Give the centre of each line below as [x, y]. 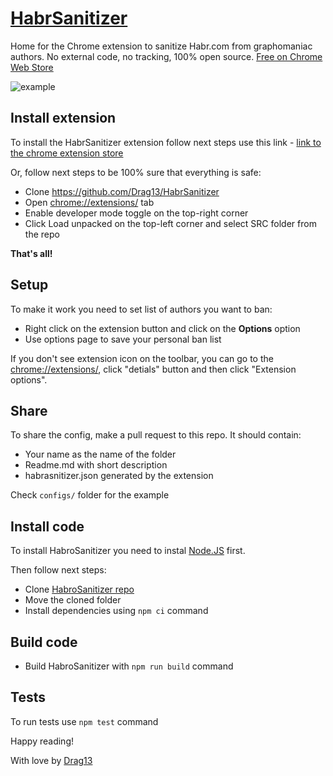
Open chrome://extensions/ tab [89, 202]
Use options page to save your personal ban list [123, 339]
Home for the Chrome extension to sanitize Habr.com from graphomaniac [161, 46]
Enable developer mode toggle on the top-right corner [136, 213]
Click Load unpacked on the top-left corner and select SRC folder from [170, 223]
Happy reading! [42, 741]
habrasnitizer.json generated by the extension [119, 476]
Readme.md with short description [96, 465]
